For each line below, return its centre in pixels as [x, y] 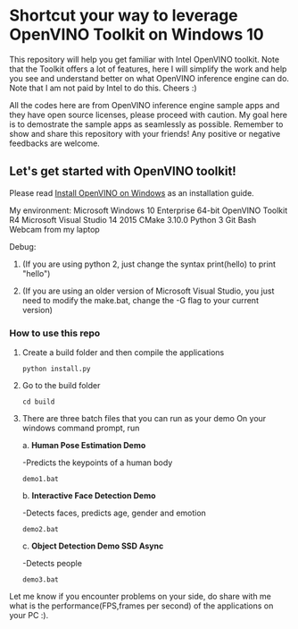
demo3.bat [41, 580]
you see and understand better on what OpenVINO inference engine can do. [149, 78]
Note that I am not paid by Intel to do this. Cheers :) [103, 88]
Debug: [23, 246]
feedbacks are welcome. [54, 143]
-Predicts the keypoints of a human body [97, 463]
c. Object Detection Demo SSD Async [93, 546]
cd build [38, 402]
